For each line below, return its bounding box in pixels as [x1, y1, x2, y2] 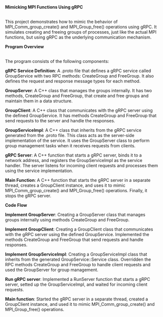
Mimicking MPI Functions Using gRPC [5, 4, 83, 10]
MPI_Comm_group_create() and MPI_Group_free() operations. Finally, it [5, 188, 147, 193]
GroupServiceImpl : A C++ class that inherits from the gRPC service [5, 127, 142, 133]
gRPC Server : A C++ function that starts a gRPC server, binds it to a [5, 152, 142, 158]
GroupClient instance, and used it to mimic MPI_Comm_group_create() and [5, 301, 155, 307]
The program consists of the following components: [5, 59, 109, 64]
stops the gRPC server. [5, 193, 52, 198]
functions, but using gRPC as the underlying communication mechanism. [5, 34, 152, 40]
